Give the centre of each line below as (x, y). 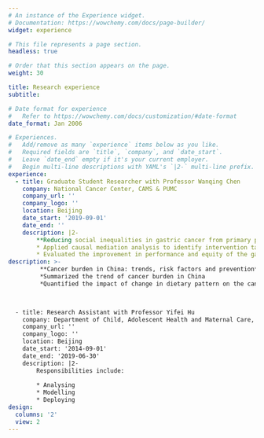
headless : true (33, 52)
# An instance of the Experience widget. (77, 15)
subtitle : (24, 94)
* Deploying (56, 400)
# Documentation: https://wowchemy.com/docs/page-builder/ (107, 23)
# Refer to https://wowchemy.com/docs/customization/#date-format (123, 116)
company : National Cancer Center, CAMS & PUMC (100, 189)
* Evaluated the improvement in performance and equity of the (142, 255)
